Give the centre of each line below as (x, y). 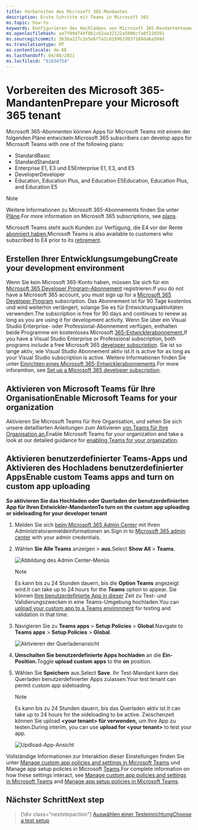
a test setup (35, 820)
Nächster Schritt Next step (55, 800)
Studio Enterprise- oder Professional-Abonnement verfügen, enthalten (92, 326)
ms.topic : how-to (27, 22)
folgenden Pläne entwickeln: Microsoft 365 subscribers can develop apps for (99, 138)
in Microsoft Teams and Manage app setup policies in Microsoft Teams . (93, 781)
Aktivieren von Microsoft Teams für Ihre (81, 388)
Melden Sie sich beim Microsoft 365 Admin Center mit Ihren (87, 525)
